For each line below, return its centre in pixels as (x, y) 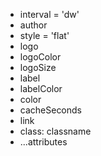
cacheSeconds (51, 110)
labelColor (41, 88)
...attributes (43, 142)
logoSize (38, 67)
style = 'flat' (44, 35)
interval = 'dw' (49, 14)
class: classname (55, 131)
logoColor (40, 57)
